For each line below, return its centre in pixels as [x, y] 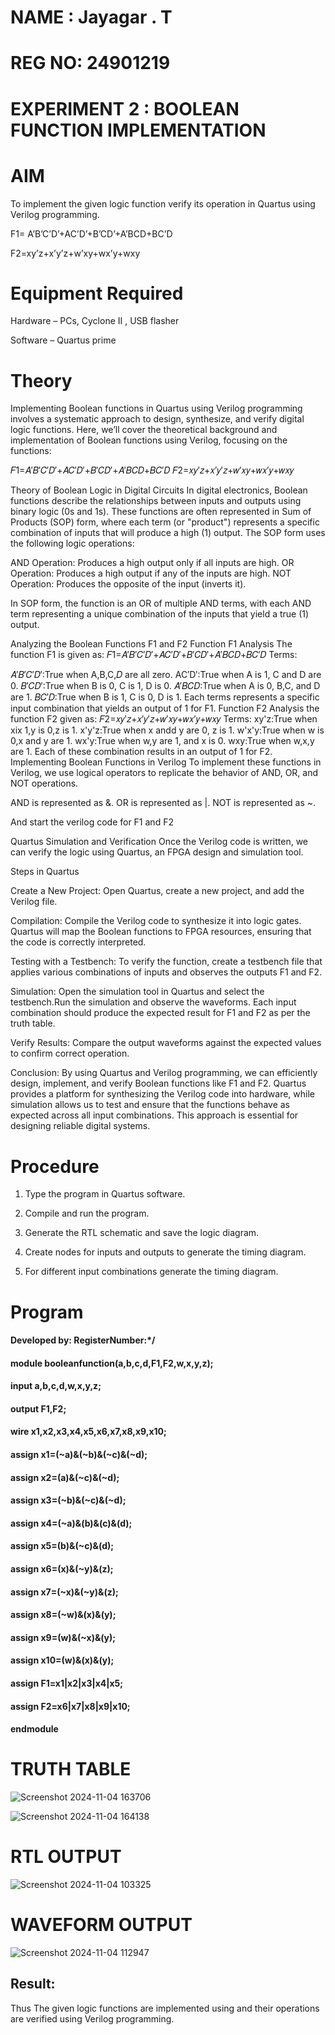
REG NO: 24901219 [90, 63]
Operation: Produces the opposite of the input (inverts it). [128, 584]
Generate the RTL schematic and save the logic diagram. [142, 1233]
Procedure [55, 1166]
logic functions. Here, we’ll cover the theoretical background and [144, 430]
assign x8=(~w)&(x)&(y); [63, 1615]
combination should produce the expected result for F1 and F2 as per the [160, 1013]
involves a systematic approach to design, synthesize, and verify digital [157, 419]
